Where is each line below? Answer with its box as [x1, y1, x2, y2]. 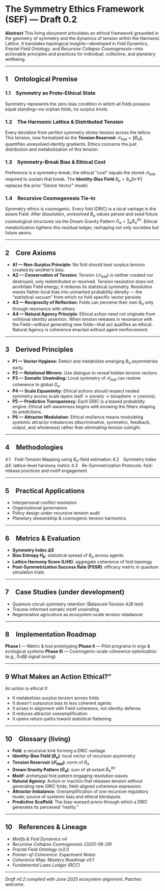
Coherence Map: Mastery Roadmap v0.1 [12, 857, 94, 863]
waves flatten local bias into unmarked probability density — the [12, 288, 142, 295]
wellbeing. [5, 56, 26, 62]
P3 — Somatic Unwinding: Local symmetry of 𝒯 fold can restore [12, 375, 141, 382]
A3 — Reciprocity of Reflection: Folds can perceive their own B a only [12, 299, 154, 306]
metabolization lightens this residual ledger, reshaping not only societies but [5, 225, 159, 231]
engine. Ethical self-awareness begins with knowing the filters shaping [12, 403, 156, 409]
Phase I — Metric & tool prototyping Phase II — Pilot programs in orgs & [5, 643, 151, 649]
